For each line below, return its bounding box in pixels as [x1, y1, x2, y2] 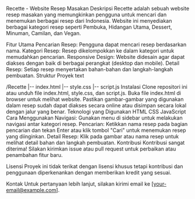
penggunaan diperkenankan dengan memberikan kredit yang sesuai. [6, 169, 172, 176]
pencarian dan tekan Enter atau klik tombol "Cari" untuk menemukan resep [6, 127, 186, 134]
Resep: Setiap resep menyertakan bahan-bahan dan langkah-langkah [6, 66, 173, 72]
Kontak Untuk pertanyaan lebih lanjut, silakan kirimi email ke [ [6, 180, 154, 187]
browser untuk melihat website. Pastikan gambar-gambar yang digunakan [6, 96, 184, 103]
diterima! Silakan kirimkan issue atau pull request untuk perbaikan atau [6, 145, 176, 152]
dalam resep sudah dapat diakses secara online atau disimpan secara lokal [6, 102, 187, 109]
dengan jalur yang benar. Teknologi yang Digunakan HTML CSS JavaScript [6, 108, 186, 115]
